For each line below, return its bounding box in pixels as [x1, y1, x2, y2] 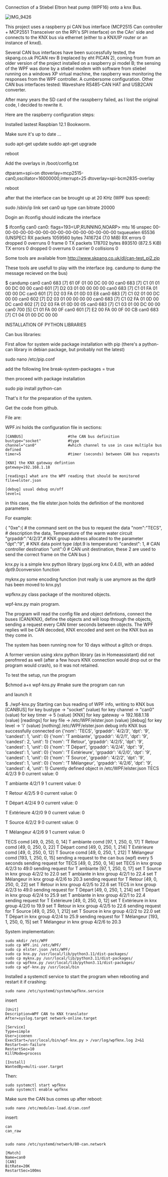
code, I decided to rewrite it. [5, 102, 63, 108]
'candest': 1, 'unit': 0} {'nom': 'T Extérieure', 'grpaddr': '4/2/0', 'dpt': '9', [5, 750, 151, 755]
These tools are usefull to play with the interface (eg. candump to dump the [5, 265, 161, 271]
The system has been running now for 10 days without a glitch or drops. [5, 642, 153, 648]
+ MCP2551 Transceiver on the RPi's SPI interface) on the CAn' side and [5, 29, 154, 35]
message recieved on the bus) [5, 270, 68, 276]
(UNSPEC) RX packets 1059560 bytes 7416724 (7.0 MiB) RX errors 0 [5, 235, 146, 241]
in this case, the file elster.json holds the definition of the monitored [5, 500, 144, 506]
